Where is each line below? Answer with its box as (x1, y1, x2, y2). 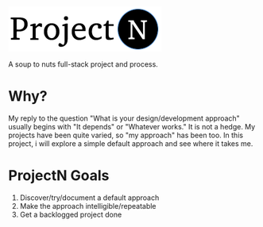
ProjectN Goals (8, 167, 110, 185)
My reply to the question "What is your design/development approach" (8, 113, 240, 123)
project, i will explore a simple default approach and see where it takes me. (8, 138, 253, 148)
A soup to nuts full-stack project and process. (8, 60, 159, 69)
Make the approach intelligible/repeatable (19, 201, 157, 210)
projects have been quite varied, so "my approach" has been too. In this (8, 130, 244, 140)
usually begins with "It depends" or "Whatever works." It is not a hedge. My (8, 121, 256, 131)
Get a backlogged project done (19, 210, 122, 219)
